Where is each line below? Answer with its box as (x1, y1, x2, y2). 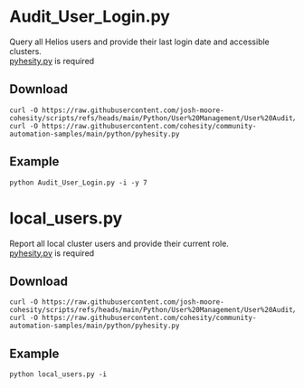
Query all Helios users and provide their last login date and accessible (9, 36, 270, 47)
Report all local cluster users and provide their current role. (9, 238, 229, 249)
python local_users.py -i (9, 370, 107, 379)
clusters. (9, 45, 43, 56)
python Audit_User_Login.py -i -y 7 (9, 178, 147, 187)
